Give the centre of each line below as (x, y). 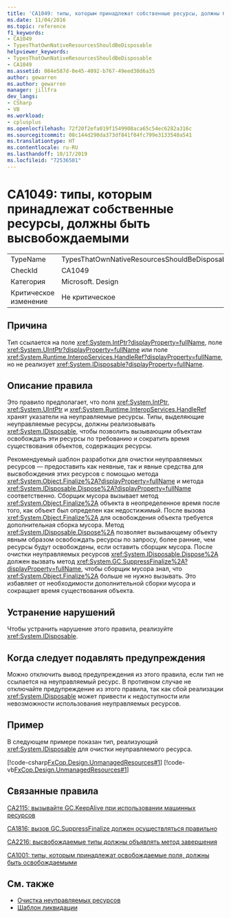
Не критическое (88, 297)
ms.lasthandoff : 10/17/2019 (47, 154)
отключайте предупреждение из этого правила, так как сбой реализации (115, 688)
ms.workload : (26, 115)
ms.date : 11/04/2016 (37, 20)
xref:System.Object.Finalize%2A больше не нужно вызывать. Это (102, 576)
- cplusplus (24, 122)
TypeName (28, 259)
